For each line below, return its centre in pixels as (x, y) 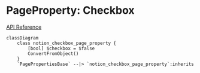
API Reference (24, 27)
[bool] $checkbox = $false (61, 48)
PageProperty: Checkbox (70, 10)
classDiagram (22, 38)
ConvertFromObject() (53, 54)
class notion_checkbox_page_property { (67, 43)
